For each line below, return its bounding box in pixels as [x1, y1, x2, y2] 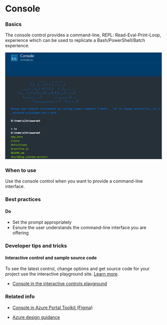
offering [12, 230, 29, 236]
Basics [5, 21, 22, 28]
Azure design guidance [12, 314, 61, 320]
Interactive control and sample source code [5, 255, 97, 261]
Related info [5, 293, 35, 300]
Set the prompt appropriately [12, 219, 72, 225]
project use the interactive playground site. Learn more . [5, 271, 119, 277]
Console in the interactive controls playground [12, 281, 107, 287]
